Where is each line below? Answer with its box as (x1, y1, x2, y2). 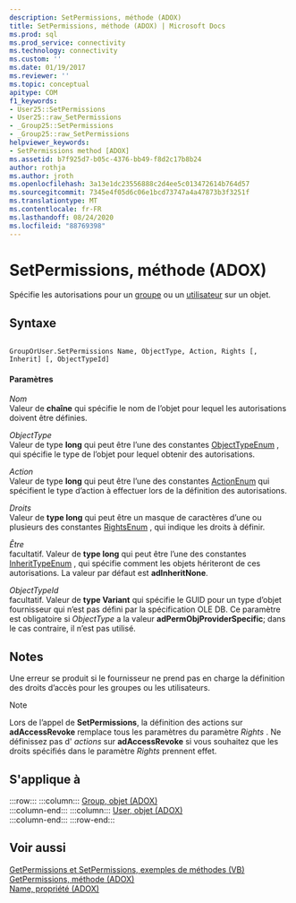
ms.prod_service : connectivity (9, 38, 126, 47)
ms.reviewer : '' (9, 72, 70, 81)
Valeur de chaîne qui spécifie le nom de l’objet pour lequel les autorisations (9, 403, 287, 414)
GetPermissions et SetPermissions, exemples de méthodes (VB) (9, 864, 245, 874)
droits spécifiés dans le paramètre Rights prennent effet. (9, 745, 217, 757)
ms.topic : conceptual (9, 80, 90, 89)
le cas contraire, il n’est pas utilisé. (9, 623, 136, 634)
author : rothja (9, 163, 66, 172)
